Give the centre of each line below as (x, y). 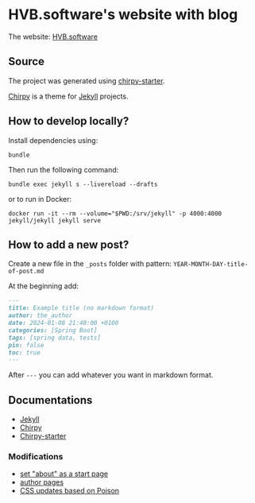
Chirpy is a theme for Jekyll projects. (68, 96)
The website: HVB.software (53, 37)
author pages (42, 482)
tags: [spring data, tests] (55, 338)
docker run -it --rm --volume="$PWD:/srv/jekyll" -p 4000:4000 (115, 213)
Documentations (50, 400)
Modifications (36, 456)
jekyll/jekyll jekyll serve (55, 220)
